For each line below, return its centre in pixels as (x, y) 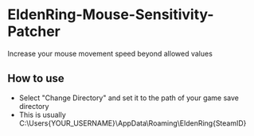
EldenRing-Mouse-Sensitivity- (111, 15)
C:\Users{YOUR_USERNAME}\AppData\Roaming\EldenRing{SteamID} (133, 123)
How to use (36, 78)
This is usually (43, 115)
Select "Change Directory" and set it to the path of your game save (129, 98)
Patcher (34, 31)
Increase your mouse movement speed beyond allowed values (110, 53)
